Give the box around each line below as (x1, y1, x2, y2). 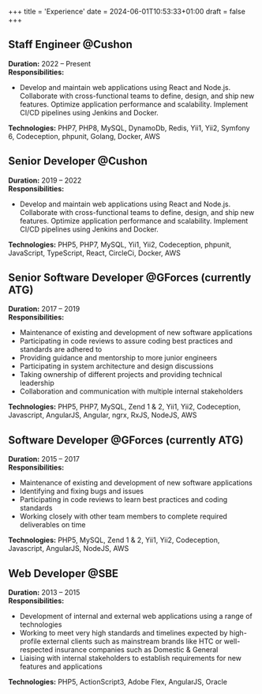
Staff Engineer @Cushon (8, 38, 133, 51)
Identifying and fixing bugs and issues (19, 486, 144, 496)
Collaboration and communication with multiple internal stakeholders (19, 387, 243, 396)
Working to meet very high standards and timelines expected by (19, 628, 228, 638)
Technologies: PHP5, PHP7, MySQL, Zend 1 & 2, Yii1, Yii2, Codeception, (8, 402, 241, 412)
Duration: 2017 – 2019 (8, 304, 80, 314)
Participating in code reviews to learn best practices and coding (19, 495, 228, 504)
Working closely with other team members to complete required (19, 511, 227, 521)
